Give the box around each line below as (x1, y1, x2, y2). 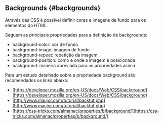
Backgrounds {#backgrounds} (5, 4, 101, 12)
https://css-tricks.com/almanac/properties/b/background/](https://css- (14, 108, 159, 114)
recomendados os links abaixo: (5, 77, 69, 83)
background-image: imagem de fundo (12, 46, 90, 52)
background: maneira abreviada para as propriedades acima (12, 62, 135, 68)
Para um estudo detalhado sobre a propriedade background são (5, 72, 136, 78)
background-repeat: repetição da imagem (12, 52, 98, 58)
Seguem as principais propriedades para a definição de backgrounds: (5, 32, 147, 38)
